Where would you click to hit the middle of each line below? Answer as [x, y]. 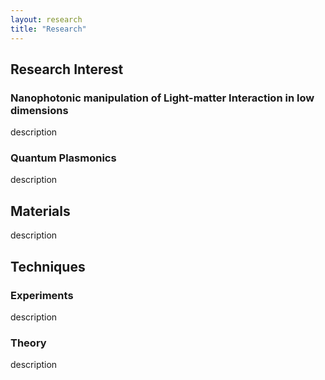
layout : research [46, 19]
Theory [28, 343]
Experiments [42, 295]
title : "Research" [48, 29]
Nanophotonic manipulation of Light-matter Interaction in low [162, 98]
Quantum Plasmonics [63, 158]
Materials [40, 211]
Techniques [48, 266]
